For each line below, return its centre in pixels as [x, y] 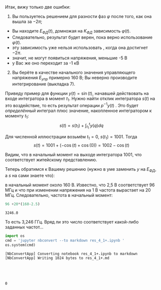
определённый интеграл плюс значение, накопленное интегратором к [78, 111]
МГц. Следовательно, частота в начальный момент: [59, 195]
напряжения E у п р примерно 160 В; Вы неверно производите [74, 78]
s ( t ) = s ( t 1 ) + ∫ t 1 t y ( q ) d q [81, 126]
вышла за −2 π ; [27, 22]
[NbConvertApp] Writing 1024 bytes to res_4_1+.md [57, 258]
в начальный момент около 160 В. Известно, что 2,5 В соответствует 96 [80, 185]
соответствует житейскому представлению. [51, 160]
